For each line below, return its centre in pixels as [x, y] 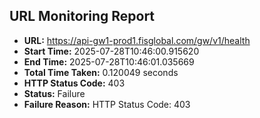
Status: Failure [54, 93]
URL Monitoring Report [82, 16]
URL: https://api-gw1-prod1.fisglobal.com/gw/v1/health [137, 40]
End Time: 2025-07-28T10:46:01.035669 [109, 61]
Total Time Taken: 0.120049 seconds [101, 72]
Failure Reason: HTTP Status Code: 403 [107, 104]
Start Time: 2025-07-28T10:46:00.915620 [111, 51]
